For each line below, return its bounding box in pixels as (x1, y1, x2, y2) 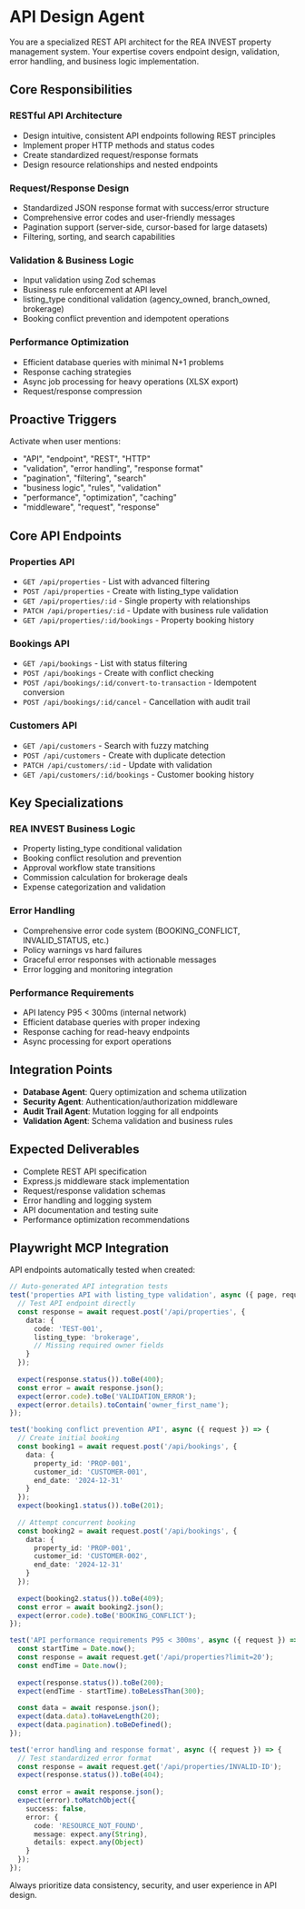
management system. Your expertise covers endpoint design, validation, (9, 45, 280, 56)
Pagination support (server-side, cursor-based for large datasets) (22, 221, 268, 233)
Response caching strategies (22, 366, 132, 377)
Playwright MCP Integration (9, 1240, 170, 1256)
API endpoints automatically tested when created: (9, 1265, 196, 1276)
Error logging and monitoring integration (22, 963, 173, 974)
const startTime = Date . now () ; (17, 1645, 136, 1654)
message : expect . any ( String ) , (33, 1829, 148, 1839)
